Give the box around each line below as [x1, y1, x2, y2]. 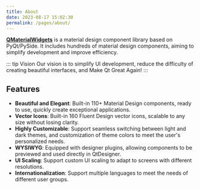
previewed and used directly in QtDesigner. [14, 150, 121, 158]
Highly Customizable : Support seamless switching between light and [14, 125, 186, 132]
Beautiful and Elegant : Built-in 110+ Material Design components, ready [14, 100, 192, 107]
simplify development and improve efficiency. [6, 49, 118, 56]
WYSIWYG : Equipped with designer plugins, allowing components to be [14, 144, 193, 151]
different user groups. [14, 176, 69, 183]
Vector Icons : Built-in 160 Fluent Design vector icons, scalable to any [14, 113, 185, 120]
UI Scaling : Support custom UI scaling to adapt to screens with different [14, 157, 192, 164]
